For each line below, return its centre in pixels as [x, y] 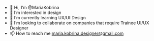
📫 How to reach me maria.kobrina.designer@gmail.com [67, 33]
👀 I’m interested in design [35, 13]
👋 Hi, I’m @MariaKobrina [34, 7]
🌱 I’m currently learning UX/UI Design [48, 18]
